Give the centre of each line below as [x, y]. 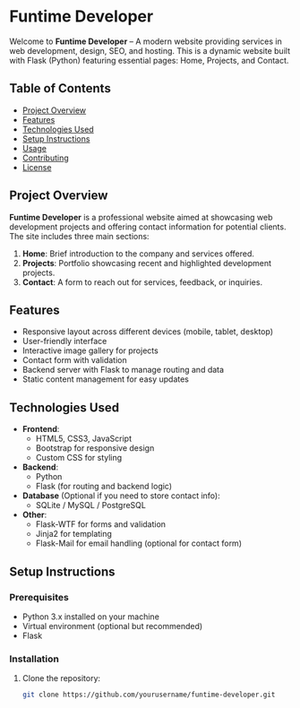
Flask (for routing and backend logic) [104, 487]
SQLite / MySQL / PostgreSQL [90, 505]
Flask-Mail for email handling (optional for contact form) [138, 543]
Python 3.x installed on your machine [90, 617]
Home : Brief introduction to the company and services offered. [138, 254]
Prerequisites [39, 597]
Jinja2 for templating [73, 534]
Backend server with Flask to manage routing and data [123, 370]
